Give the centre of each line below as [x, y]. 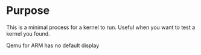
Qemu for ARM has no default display [53, 45]
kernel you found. [28, 33]
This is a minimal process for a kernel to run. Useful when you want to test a [101, 27]
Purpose [28, 11]
